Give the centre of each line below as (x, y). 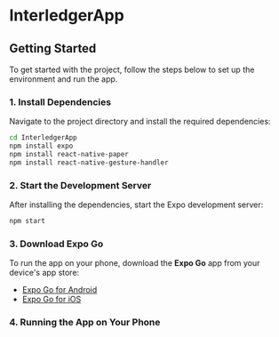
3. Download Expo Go (56, 244)
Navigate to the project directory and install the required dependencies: (140, 122)
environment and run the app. (64, 79)
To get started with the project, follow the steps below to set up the (132, 69)
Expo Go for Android (60, 290)
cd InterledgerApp (43, 138)
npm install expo (41, 146)
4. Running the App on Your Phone (85, 323)
